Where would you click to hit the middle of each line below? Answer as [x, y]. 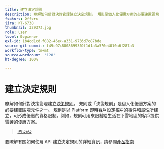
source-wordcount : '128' [30, 55]
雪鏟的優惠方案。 [22, 122]
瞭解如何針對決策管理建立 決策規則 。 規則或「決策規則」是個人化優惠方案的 [81, 104]
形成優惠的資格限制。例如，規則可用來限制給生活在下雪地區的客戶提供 [88, 116]
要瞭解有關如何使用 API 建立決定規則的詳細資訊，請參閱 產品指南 [70, 142]
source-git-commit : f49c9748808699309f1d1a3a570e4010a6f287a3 [70, 46]
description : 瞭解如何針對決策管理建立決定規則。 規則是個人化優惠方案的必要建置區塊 [82, 14]
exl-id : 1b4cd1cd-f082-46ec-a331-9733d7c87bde [53, 41]
